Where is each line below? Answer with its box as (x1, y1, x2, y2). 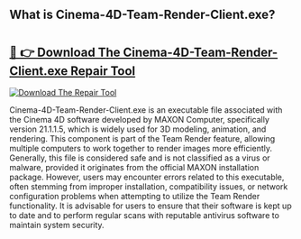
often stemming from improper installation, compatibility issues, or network (9, 181, 288, 192)
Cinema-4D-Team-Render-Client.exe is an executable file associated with (9, 105, 283, 115)
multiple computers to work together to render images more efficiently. (9, 143, 273, 153)
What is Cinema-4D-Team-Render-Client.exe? (9, 7, 276, 23)
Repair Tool (70, 63, 136, 78)
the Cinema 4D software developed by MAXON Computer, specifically (9, 115, 270, 124)
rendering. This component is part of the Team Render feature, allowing (9, 133, 276, 143)
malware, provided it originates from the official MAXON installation (9, 162, 260, 172)
